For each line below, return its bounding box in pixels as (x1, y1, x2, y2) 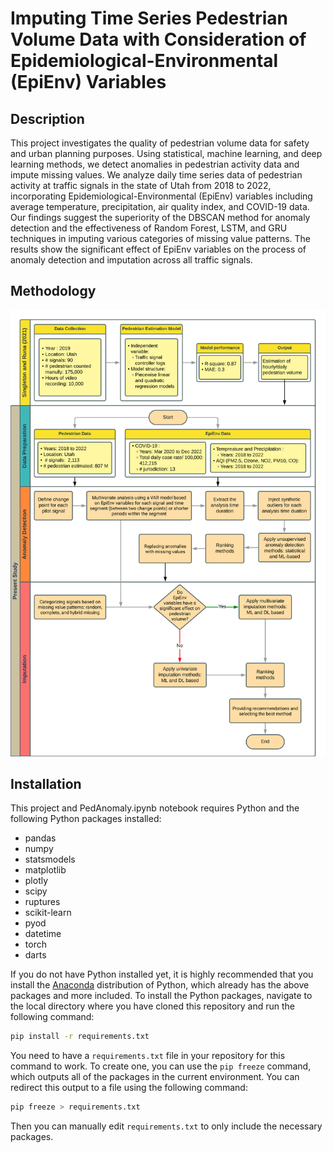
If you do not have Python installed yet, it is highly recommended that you (10, 968, 314, 981)
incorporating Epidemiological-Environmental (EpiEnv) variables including (10, 190, 313, 202)
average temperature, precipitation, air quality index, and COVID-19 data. (10, 201, 310, 212)
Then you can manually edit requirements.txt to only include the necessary (10, 1120, 323, 1132)
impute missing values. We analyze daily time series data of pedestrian (10, 169, 303, 181)
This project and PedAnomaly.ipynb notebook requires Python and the (10, 802, 300, 814)
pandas (24, 832, 57, 844)
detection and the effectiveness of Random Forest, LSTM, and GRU (10, 222, 288, 234)
